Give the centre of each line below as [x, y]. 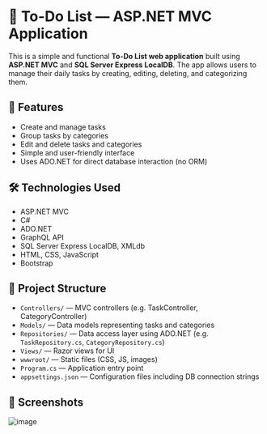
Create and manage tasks [63, 127]
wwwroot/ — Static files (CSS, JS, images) [89, 360]
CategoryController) [53, 317]
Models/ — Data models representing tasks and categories [117, 325]
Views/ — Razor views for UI [67, 351]
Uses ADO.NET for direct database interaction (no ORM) [114, 161]
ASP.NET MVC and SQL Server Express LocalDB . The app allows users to [133, 65]
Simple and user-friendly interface [77, 152]
